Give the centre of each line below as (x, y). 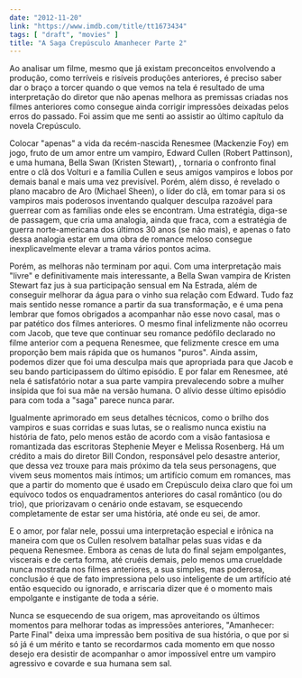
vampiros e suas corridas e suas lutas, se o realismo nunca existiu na (138, 427)
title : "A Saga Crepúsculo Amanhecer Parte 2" (98, 43)
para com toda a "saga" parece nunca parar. (92, 400)
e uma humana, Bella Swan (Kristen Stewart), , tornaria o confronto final (143, 162)
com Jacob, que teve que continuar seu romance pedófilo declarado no (142, 334)
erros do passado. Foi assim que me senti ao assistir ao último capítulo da (146, 116)
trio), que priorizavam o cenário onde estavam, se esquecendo (126, 504)
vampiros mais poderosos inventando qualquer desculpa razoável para (141, 201)
